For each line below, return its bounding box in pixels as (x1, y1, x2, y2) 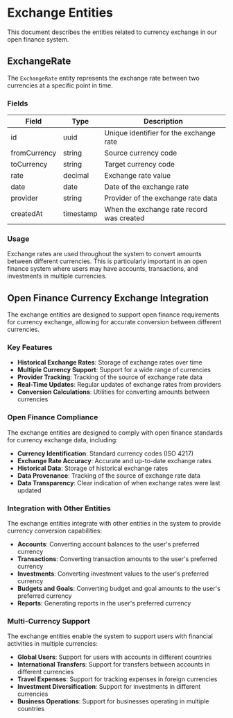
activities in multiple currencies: (7, 640, 98, 648)
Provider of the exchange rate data (104, 193, 218, 203)
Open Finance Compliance (7, 412, 98, 422)
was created (104, 213, 145, 223)
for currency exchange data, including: (7, 435, 118, 444)
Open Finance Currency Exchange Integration (7, 292, 209, 303)
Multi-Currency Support (7, 616, 91, 626)
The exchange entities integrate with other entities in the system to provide (7, 519, 221, 528)
